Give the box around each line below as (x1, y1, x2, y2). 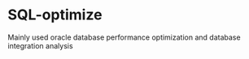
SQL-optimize (7, 6, 103, 24)
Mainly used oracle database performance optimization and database (7, 32, 241, 42)
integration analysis (7, 40, 74, 50)
